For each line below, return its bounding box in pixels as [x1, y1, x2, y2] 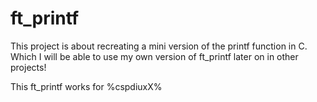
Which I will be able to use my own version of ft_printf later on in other [10, 50, 299, 62]
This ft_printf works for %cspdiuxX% [10, 80, 163, 92]
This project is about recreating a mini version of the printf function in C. [10, 40, 308, 52]
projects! [10, 61, 47, 73]
